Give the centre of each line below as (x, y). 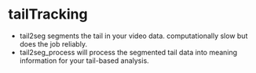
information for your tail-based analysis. (84, 61)
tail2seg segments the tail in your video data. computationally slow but (133, 36)
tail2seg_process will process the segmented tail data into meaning (128, 52)
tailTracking (48, 14)
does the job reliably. (53, 43)
